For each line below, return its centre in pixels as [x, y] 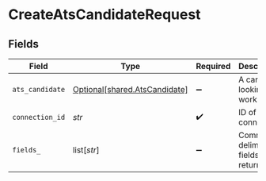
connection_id [39, 117]
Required [213, 66]
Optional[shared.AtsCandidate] [130, 89]
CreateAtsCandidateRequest [104, 15]
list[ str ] [86, 150]
